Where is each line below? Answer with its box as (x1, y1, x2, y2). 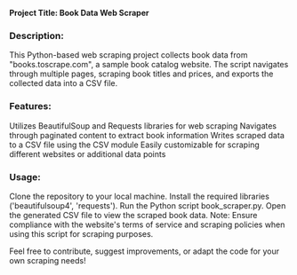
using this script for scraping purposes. (9, 228, 154, 239)
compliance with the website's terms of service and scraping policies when (9, 219, 285, 230)
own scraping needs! (9, 255, 86, 265)
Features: (9, 100, 52, 113)
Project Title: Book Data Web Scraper (9, 8, 149, 18)
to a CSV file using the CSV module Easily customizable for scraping (9, 139, 260, 150)
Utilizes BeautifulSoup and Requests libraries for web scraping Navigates (9, 120, 277, 131)
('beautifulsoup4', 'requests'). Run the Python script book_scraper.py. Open (9, 200, 286, 211)
